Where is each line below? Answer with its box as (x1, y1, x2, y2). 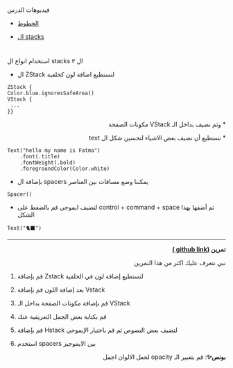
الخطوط (17, 19, 40, 28)
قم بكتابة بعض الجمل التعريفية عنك (17, 312, 107, 321)
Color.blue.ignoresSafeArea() (7, 90, 95, 97)
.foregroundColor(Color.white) (19, 165, 110, 172)
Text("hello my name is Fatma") (7, 147, 101, 154)
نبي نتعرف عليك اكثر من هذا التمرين (134, 259, 226, 267)
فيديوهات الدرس (7, 6, 50, 14)
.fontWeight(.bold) (19, 159, 76, 167)
